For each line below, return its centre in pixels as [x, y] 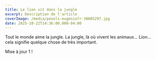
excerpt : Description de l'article [41, 14]
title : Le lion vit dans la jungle [41, 10]
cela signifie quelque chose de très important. [51, 42]
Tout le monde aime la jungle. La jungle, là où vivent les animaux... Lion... [78, 37]
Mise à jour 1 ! [19, 52]
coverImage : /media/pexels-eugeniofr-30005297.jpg [58, 19]
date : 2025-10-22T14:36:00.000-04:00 [43, 23]
